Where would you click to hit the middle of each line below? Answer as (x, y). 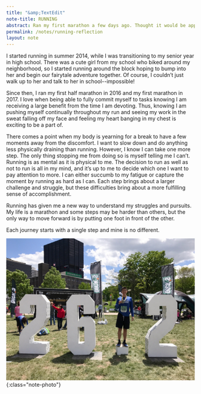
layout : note (22, 38)
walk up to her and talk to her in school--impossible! (71, 82)
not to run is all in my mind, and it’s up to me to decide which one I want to (98, 169)
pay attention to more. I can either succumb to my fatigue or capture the (95, 175)
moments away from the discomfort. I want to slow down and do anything (97, 143)
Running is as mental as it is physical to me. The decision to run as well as (97, 162)
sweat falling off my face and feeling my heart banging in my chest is (91, 119)
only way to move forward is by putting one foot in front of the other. (91, 219)
